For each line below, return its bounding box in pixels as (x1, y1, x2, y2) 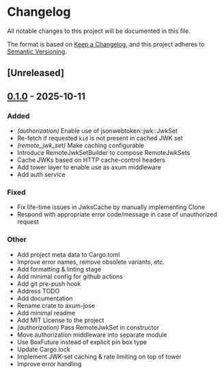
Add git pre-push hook (16, 279, 81, 288)
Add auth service (16, 171, 66, 179)
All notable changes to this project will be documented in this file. (7, 27, 191, 35)
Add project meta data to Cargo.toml (16, 250, 120, 258)
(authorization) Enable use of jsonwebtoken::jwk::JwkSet (16, 127, 178, 135)
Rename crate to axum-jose (16, 301, 96, 309)
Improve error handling (16, 359, 82, 367)
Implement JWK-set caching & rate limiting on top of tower (16, 352, 182, 361)
